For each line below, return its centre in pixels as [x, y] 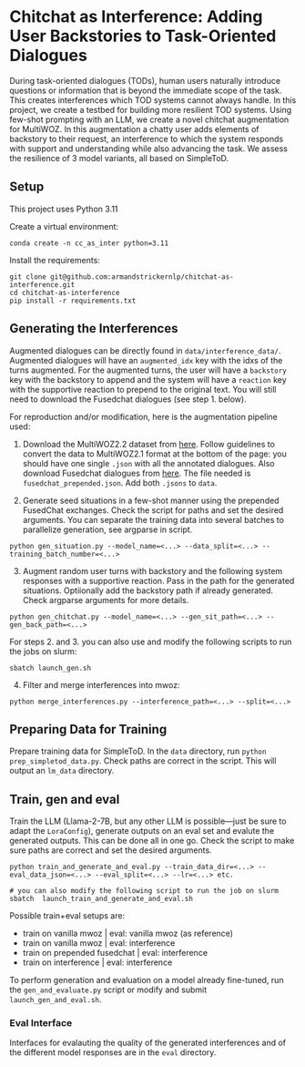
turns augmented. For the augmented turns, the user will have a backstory [148, 370]
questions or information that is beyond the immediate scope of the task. [146, 90]
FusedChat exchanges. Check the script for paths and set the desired [153, 510]
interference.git [42, 284]
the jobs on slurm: [43, 651]
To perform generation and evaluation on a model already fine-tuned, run [147, 980]
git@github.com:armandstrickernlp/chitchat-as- [142, 277]
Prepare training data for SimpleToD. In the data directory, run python [138, 751]
